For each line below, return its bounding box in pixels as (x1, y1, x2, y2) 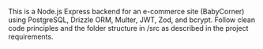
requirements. (8, 32, 54, 41)
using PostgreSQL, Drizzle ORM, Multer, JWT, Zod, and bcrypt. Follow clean (8, 15, 255, 24)
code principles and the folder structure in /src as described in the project (8, 24, 249, 32)
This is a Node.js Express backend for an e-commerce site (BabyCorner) (8, 7, 245, 16)
